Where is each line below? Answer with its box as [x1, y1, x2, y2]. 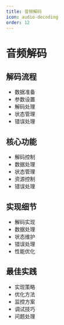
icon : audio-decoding [6, 14, 59, 20]
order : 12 [6, 19, 30, 25]
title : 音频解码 [6, 8, 42, 15]
